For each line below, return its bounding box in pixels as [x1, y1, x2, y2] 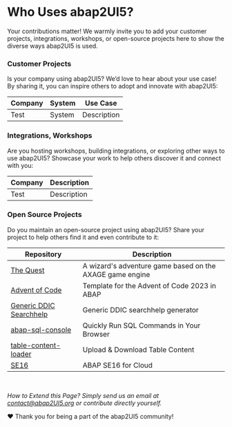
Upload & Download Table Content [82, 345, 195, 354]
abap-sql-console [10, 325, 72, 334]
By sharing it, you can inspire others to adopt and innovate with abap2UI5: [7, 82, 218, 91]
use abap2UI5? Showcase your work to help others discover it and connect [7, 153, 221, 162]
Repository [24, 249, 62, 259]
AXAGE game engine [82, 269, 151, 279]
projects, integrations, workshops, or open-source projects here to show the [7, 34, 224, 42]
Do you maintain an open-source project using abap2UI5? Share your [7, 225, 205, 234]
